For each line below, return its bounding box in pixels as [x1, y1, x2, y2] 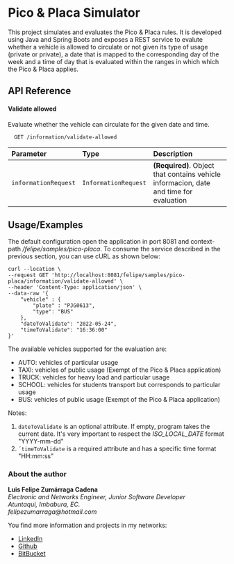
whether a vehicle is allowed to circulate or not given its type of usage [8, 42, 208, 51]
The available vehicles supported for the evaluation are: [8, 345, 167, 353]
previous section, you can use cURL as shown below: [8, 252, 160, 260]
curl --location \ [8, 266, 61, 273]
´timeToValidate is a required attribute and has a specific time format [17, 444, 217, 453]
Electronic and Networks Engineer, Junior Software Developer [8, 492, 186, 501]
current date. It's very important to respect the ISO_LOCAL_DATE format [17, 430, 224, 438]
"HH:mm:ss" [17, 452, 54, 460]
